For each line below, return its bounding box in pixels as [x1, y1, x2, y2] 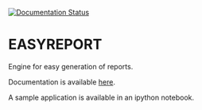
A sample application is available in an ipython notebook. [8, 92, 195, 102]
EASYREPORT [8, 36, 103, 53]
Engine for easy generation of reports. [8, 61, 134, 71]
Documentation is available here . [8, 77, 115, 87]
